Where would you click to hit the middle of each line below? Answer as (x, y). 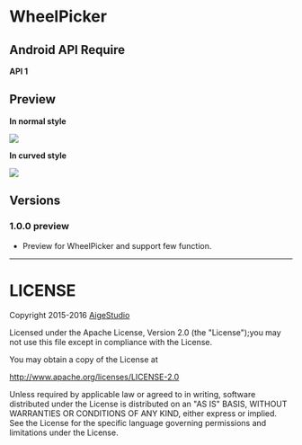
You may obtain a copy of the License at (84, 360)
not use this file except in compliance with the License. (111, 343)
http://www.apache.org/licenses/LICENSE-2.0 (94, 377)
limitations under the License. (64, 432)
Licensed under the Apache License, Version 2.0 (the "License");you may (145, 333)
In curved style (38, 156)
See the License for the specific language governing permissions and (138, 423)
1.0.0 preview (40, 227)
